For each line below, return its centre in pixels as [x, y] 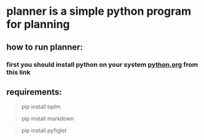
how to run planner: [45, 47]
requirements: [34, 92]
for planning [38, 24]
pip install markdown [48, 119]
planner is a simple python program [99, 11]
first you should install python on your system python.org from [102, 64]
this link [18, 72]
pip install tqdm [41, 107]
